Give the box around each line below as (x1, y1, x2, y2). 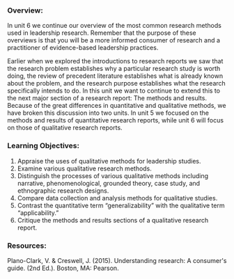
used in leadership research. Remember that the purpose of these (7, 29, 196, 37)
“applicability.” (17, 208, 59, 217)
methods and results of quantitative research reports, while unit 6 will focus (7, 116, 224, 125)
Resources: (7, 241, 47, 250)
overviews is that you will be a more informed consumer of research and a (7, 36, 221, 45)
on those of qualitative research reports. (7, 124, 123, 132)
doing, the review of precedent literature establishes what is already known (7, 72, 224, 80)
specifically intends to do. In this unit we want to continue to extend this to (7, 86, 221, 95)
